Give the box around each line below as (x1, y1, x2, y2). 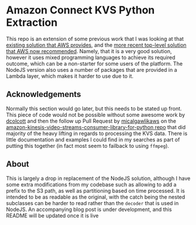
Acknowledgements (6, 89, 81, 99)
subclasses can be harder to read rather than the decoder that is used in (6, 199, 179, 206)
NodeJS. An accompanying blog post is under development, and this (6, 206, 172, 213)
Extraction (6, 16, 58, 29)
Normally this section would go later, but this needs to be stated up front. (6, 105, 183, 112)
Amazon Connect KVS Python (6, 4, 155, 17)
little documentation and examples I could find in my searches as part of (6, 136, 180, 143)
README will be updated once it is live (6, 212, 99, 219)
